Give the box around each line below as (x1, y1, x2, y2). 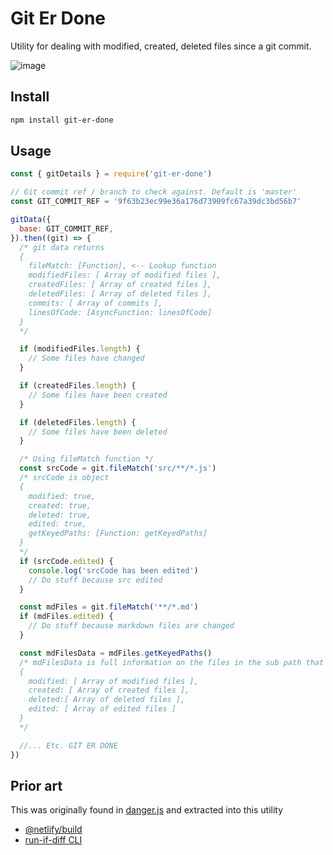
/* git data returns (19, 242, 105, 252)
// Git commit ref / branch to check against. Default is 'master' (10, 187, 298, 197)
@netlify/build (24, 823, 83, 836)
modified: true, (28, 491, 97, 501)
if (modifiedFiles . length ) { (19, 344, 141, 354)
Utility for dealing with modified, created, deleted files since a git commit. (10, 40, 312, 52)
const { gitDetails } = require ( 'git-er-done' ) (10, 169, 213, 179)
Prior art (10, 777, 63, 794)
